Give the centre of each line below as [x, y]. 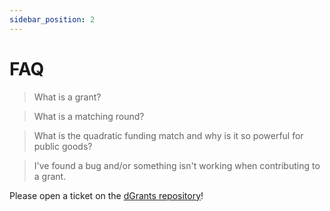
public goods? [63, 146]
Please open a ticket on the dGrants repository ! [106, 195]
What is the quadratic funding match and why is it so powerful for [168, 135]
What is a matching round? [89, 116]
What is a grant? [67, 97]
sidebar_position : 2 [52, 19]
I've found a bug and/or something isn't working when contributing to [177, 165]
